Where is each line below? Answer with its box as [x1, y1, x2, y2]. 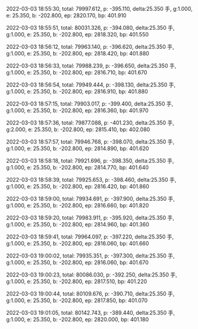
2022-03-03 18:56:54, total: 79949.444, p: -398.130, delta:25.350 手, [6, 81, 176, 88]
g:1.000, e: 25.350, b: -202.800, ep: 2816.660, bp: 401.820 [6, 202, 149, 209]
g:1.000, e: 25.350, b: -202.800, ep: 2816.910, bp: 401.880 [6, 88, 148, 95]
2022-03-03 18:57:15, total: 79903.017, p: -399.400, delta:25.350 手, [6, 100, 174, 107]
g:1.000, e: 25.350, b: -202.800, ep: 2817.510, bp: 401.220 [6, 278, 147, 285]
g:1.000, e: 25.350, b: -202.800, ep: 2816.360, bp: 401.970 [6, 107, 149, 114]
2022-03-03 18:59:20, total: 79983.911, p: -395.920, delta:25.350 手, [6, 214, 174, 221]
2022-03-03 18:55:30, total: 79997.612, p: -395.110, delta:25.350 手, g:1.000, [6, 5, 193, 12]
